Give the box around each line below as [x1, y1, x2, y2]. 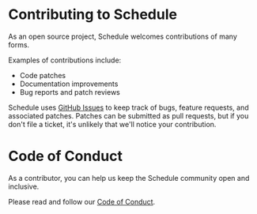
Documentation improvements [19, 79, 119, 88]
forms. [8, 39, 30, 49]
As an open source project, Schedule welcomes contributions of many [8, 32, 237, 41]
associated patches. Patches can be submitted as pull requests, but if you [8, 111, 249, 120]
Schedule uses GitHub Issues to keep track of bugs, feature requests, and [8, 103, 249, 112]
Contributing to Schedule [8, 6, 178, 24]
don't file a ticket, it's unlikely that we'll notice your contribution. [8, 119, 217, 129]
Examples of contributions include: [8, 55, 122, 65]
